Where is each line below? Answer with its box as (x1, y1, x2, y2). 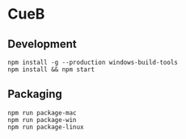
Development (7, 37, 78, 51)
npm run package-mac (7, 108, 78, 117)
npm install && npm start (7, 65, 95, 74)
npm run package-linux (7, 123, 84, 131)
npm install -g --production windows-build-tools (7, 58, 179, 66)
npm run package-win (7, 116, 78, 124)
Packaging (7, 87, 62, 101)
